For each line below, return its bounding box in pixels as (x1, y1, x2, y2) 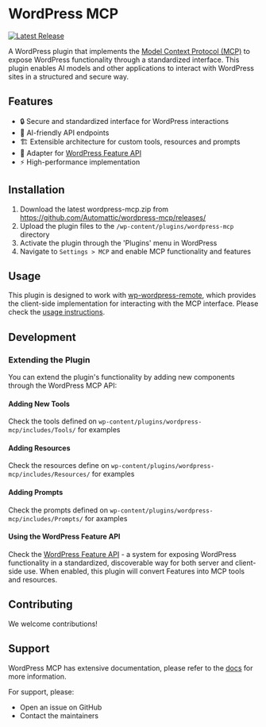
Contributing (8, 597, 73, 612)
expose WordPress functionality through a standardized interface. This (8, 55, 240, 64)
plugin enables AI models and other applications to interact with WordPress (8, 63, 254, 72)
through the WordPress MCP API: (8, 381, 118, 390)
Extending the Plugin (8, 354, 91, 365)
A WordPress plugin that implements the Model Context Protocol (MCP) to (8, 46, 250, 56)
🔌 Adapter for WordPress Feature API (19, 148, 141, 157)
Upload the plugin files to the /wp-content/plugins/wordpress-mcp (19, 221, 234, 230)
